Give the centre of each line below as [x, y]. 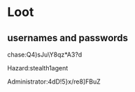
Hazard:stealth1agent [38, 68]
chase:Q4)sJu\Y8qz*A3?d [45, 54]
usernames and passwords [67, 38]
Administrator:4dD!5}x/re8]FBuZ [54, 82]
